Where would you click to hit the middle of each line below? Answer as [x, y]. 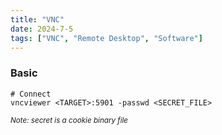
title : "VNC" [37, 19]
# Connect [31, 94]
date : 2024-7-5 [42, 29]
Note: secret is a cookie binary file [69, 120]
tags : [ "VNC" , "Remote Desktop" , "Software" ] [106, 38]
